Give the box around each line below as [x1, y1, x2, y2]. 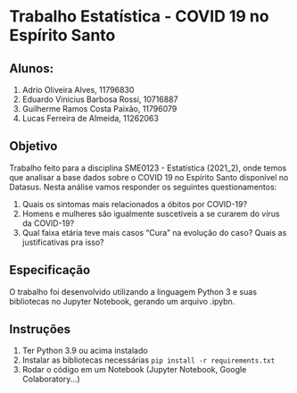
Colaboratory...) [21, 373, 80, 385]
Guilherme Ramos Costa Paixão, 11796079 [21, 104, 177, 113]
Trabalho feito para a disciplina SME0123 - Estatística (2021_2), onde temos [9, 163, 287, 173]
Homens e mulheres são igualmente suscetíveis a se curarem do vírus [21, 208, 280, 219]
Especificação [9, 263, 91, 278]
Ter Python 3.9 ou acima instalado [21, 346, 149, 356]
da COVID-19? [21, 217, 75, 229]
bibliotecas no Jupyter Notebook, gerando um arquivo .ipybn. [9, 296, 235, 306]
